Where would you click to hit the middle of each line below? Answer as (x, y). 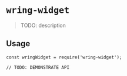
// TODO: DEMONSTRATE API (38, 67)
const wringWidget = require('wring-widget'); (64, 57)
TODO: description (43, 25)
